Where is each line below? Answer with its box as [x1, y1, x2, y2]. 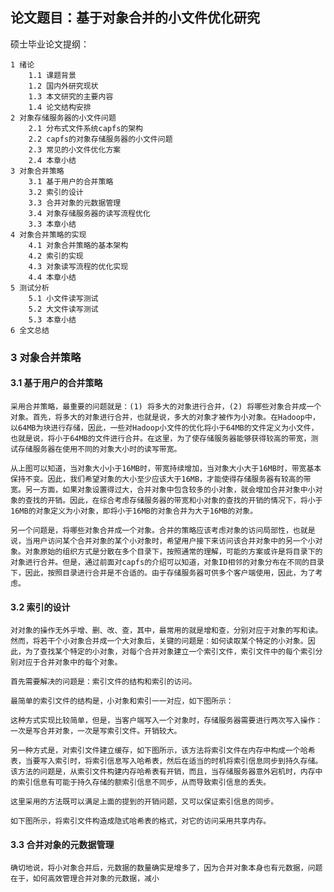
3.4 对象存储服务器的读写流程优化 [28, 208, 151, 218]
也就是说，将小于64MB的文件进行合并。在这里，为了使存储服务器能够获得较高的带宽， [10, 433, 312, 443]
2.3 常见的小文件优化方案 [28, 144, 122, 155]
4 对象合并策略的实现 [10, 229, 87, 240]
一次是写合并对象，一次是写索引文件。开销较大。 [10, 726, 182, 737]
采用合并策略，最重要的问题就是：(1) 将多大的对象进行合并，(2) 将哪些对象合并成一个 [10, 401, 322, 412]
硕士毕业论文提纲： [10, 38, 90, 50]
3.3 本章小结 [28, 219, 77, 229]
